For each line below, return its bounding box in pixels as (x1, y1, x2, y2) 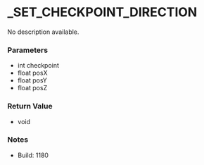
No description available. (7, 28, 79, 36)
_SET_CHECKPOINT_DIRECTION (7, 4, 198, 20)
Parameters (7, 45, 48, 55)
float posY (17, 76, 48, 85)
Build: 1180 (17, 151, 49, 159)
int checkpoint (17, 61, 60, 70)
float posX (17, 68, 48, 78)
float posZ (17, 84, 48, 92)
